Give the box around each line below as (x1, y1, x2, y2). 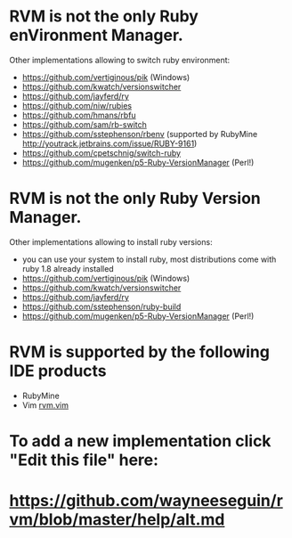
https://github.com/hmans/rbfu (21, 110, 136, 120)
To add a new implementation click (9, 431, 272, 451)
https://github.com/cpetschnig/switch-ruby (21, 147, 181, 158)
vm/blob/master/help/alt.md (9, 509, 225, 530)
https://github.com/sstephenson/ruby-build (21, 301, 182, 312)
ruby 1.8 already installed (21, 263, 114, 273)
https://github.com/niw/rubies (21, 100, 132, 110)
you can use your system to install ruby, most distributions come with (21, 254, 277, 265)
